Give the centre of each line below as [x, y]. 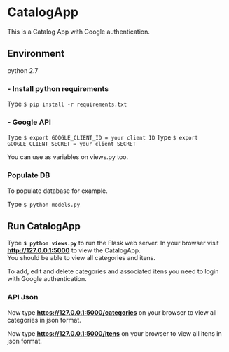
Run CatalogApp [44, 226]
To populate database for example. [58, 191]
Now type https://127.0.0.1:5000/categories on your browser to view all [112, 312]
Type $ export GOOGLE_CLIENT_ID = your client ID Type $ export [103, 137]
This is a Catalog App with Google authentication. [79, 32]
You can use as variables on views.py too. [68, 157]
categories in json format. [44, 320]
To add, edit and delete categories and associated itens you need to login [113, 271]
